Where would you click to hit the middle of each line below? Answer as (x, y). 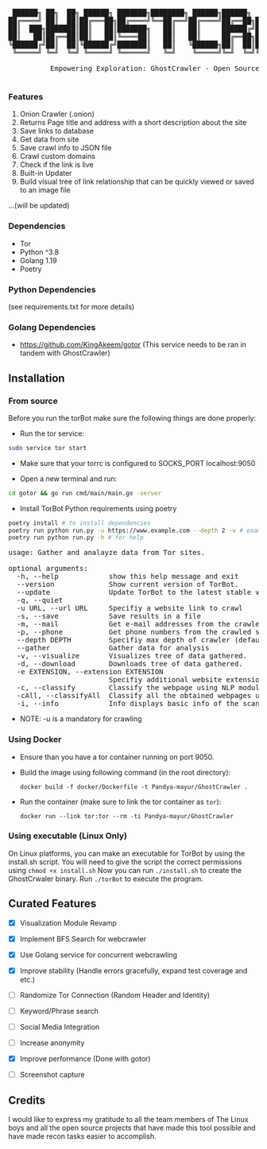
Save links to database (57, 131)
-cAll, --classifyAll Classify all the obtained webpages (134, 696)
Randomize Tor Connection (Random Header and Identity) (115, 995)
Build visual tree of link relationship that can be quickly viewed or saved (137, 182)
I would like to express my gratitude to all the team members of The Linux (128, 1120)
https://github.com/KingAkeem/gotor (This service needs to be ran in (133, 345)
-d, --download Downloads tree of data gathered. (130, 664)
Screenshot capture (52, 1075)
